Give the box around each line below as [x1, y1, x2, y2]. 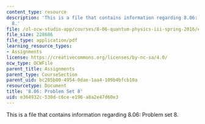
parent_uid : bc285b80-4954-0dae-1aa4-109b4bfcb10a [6, 77, 138, 83]
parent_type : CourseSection [6, 71, 78, 78]
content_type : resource [6, 9, 67, 15]
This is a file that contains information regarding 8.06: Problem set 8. [6, 111, 179, 118]
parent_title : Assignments [6, 65, 75, 72]
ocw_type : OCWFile [6, 60, 53, 66]
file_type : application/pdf [6, 37, 78, 43]
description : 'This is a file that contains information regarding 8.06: [6, 15, 198, 21]
